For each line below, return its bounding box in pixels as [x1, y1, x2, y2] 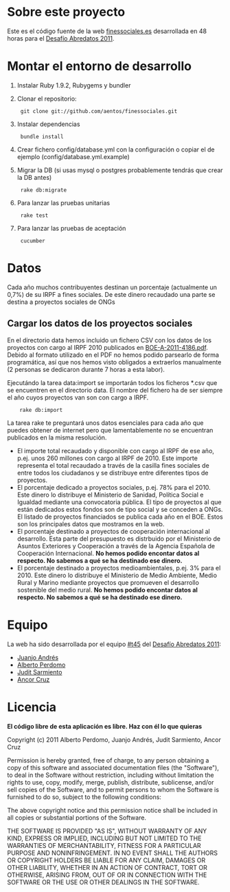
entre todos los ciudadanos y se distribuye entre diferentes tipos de [16, 468, 209, 477]
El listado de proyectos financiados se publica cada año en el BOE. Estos [16, 512, 223, 521]
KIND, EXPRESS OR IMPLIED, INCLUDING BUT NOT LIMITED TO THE [7, 834, 202, 842]
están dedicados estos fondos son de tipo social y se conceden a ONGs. [16, 505, 223, 513]
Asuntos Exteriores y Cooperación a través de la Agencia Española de [16, 541, 215, 550]
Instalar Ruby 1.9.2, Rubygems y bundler [16, 81, 131, 90]
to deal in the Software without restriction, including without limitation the [7, 771, 214, 779]
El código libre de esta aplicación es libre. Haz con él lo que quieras [7, 722, 203, 730]
